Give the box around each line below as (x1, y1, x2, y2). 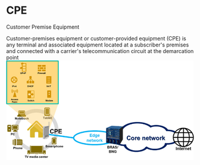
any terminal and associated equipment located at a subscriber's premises (6, 41, 189, 48)
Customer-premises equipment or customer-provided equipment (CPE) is (6, 35, 186, 42)
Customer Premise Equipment (6, 23, 80, 30)
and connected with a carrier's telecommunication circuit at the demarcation (6, 47, 194, 54)
